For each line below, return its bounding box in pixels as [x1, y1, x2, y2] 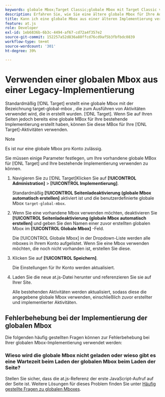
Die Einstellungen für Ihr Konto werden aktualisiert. [12, 265, 115, 271]
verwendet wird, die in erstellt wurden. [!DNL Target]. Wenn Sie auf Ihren [5, 111, 152, 117]
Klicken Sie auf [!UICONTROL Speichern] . [12, 255, 98, 261]
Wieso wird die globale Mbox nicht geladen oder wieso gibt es [5, 352, 156, 359]
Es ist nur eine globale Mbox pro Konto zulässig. [5, 146, 103, 152]
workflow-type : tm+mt [5, 39, 50, 44]
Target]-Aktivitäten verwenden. [5, 126, 69, 133]
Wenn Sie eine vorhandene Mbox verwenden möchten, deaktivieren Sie [12, 210, 158, 216]
